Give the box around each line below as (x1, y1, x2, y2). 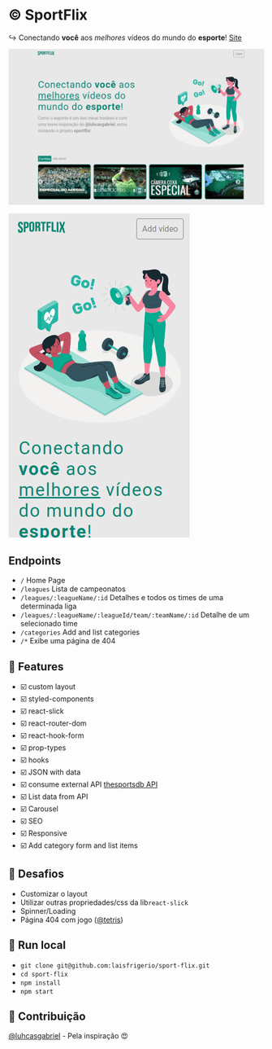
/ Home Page (19, 576, 66, 586)
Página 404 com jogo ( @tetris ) (19, 915, 123, 924)
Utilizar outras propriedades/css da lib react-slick (19, 898, 188, 907)
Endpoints (8, 554, 62, 568)
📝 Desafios (8, 867, 65, 881)
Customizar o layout (19, 889, 88, 898)
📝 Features (8, 660, 64, 674)
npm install (19, 979, 61, 987)
